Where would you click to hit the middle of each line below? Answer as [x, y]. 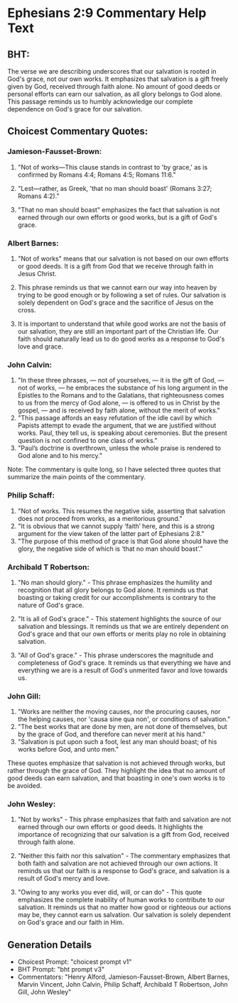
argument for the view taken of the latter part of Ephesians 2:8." [111, 533]
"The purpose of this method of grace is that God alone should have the [123, 541]
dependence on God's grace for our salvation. [75, 109]
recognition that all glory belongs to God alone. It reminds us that [113, 590]
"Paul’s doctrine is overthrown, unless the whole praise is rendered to [119, 448]
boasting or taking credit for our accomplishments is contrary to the [117, 597]
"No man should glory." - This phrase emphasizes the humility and [115, 582]
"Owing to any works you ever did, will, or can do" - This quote [110, 892]
